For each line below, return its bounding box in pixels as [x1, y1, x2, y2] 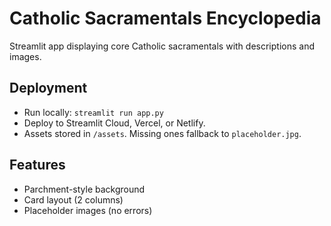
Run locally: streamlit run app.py [23, 106, 164, 118]
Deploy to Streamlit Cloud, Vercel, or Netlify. [23, 117, 206, 129]
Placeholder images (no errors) [23, 204, 153, 216]
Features [9, 157, 66, 174]
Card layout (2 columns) [23, 193, 124, 206]
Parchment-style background [23, 183, 146, 195]
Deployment [9, 80, 88, 97]
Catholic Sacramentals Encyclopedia [9, 7, 322, 30]
